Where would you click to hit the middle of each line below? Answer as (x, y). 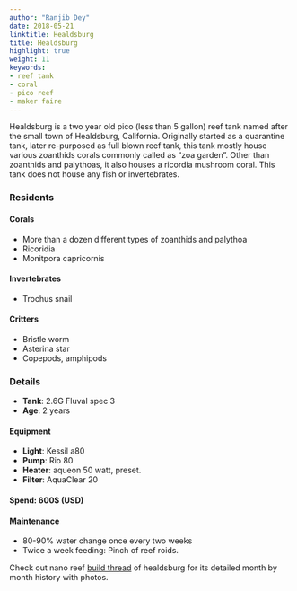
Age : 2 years (46, 410)
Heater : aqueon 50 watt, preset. (82, 470)
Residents (32, 198)
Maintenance (35, 521)
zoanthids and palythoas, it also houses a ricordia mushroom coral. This (142, 165)
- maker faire (36, 101)
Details (25, 381)
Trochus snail (47, 298)
